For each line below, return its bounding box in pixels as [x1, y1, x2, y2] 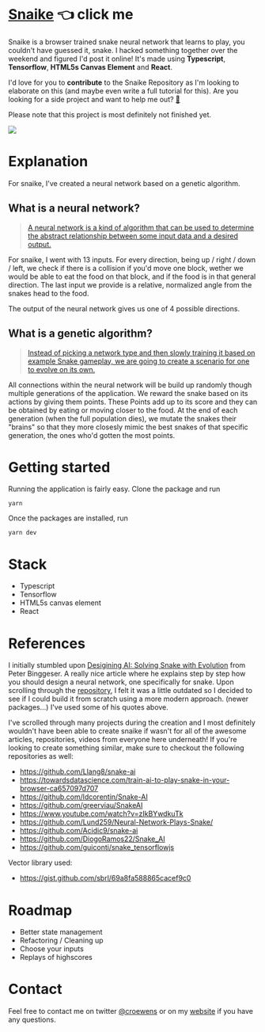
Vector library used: [8, 858, 73, 867]
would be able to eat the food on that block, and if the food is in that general [8, 272, 256, 281]
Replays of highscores [19, 953, 93, 962]
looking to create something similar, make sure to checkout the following [8, 743, 244, 752]
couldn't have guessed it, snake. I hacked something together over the [8, 45, 238, 55]
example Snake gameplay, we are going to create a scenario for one [27, 356, 250, 366]
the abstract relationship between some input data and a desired [27, 230, 239, 241]
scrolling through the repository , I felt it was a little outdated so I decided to [8, 686, 253, 695]
